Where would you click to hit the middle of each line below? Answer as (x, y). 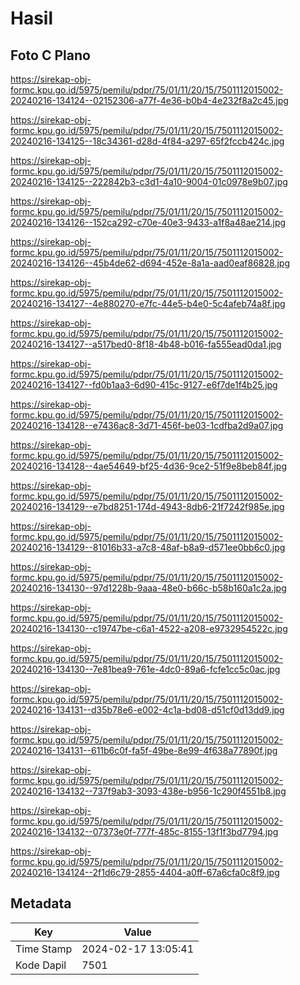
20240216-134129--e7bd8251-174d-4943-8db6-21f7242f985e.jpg (147, 506)
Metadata (41, 903)
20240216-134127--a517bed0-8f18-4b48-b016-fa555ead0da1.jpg (146, 344)
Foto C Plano (50, 55)
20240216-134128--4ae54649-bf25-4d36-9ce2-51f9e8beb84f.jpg (148, 466)
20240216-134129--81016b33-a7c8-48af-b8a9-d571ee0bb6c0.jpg (148, 547)
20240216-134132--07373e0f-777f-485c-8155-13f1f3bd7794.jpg (144, 831)
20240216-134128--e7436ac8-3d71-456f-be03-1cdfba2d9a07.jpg (147, 425)
